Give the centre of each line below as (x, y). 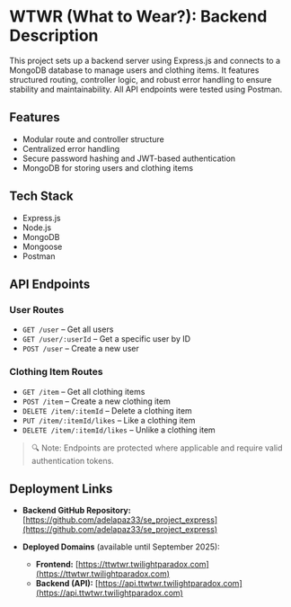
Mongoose (42, 246)
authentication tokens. (72, 460)
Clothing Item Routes (56, 372)
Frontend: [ (57, 565)
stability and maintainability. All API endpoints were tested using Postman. (146, 89)
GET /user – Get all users (68, 329)
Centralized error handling (71, 148)
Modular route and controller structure (93, 139)
